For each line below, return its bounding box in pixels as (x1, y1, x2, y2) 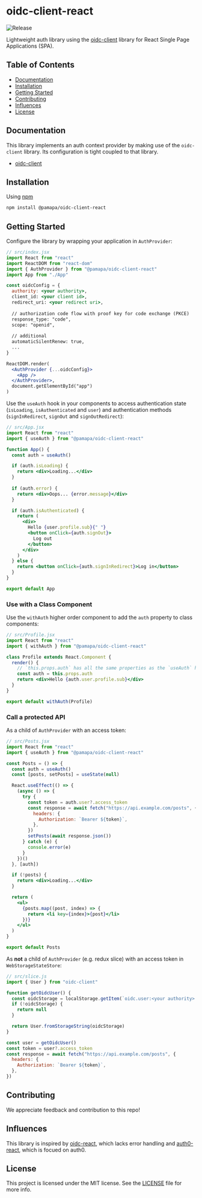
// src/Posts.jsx (6, 738, 50, 745)
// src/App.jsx (6, 424, 44, 431)
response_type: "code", (11, 316, 71, 322)
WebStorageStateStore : (6, 961, 62, 969)
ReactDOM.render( (6, 360, 50, 367)
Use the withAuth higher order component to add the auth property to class (6, 614, 193, 621)
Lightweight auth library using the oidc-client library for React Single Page (6, 36, 190, 43)
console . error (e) (28, 844, 71, 850)
